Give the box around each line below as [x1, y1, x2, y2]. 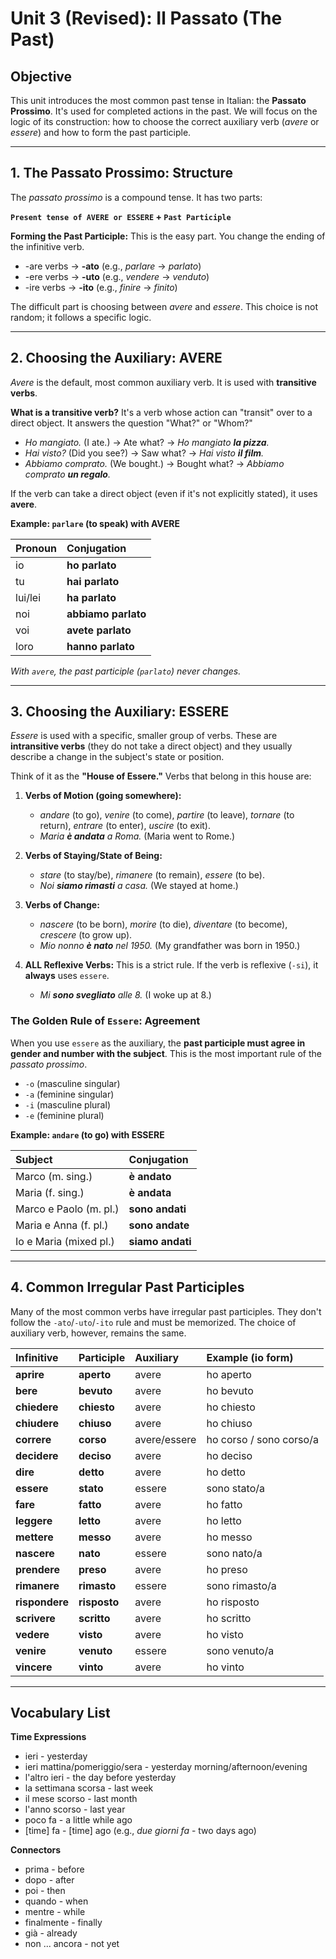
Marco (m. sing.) [15, 1169, 93, 1183]
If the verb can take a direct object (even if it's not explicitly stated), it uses [10, 487, 318, 499]
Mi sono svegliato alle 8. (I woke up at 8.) [39, 989, 212, 1001]
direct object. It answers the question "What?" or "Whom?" [10, 417, 253, 429]
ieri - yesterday [24, 1750, 88, 1762]
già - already [24, 1927, 78, 1939]
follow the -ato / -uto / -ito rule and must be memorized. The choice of [10, 1316, 297, 1328]
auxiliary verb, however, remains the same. [10, 1327, 187, 1339]
